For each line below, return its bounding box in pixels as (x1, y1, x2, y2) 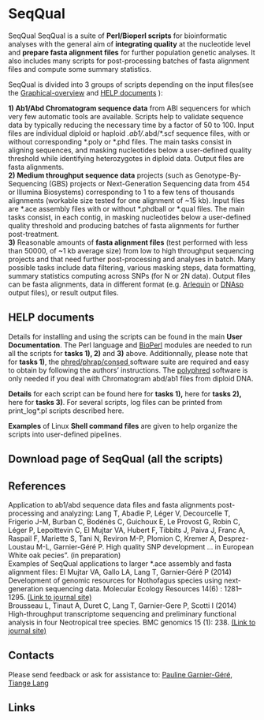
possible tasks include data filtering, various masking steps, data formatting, (8, 262, 256, 272)
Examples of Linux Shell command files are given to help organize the (8, 421, 238, 430)
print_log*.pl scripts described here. (8, 406, 125, 415)
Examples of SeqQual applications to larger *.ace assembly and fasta (8, 558, 232, 568)
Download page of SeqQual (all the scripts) (8, 452, 223, 466)
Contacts (8, 649, 55, 662)
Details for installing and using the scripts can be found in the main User (8, 332, 243, 341)
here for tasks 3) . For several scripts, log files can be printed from (8, 397, 223, 407)
